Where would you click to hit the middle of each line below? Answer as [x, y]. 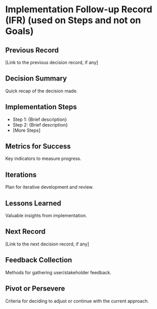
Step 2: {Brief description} [40, 125]
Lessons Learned [33, 203]
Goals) [20, 31]
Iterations [21, 174]
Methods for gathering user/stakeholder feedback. [58, 272]
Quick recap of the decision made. [42, 91]
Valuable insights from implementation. [46, 216]
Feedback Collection [39, 260]
